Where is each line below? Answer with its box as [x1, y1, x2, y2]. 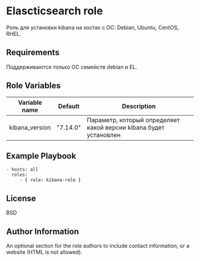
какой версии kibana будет [86, 123, 165, 132]
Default [58, 102, 80, 110]
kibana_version [9, 123, 51, 132]
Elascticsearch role [6, 4, 103, 18]
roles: [11, 172, 28, 178]
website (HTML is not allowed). [6, 248, 83, 256]
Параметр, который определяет [86, 116, 180, 124]
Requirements [6, 48, 60, 58]
